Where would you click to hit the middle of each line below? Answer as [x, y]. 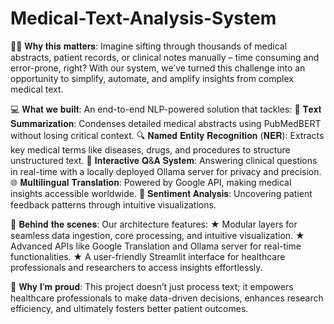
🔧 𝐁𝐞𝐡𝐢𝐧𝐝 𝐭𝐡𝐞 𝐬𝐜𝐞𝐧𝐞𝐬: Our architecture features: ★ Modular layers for [154, 224]
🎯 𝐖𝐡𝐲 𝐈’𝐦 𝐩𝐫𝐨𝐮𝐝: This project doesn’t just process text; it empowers [152, 286]
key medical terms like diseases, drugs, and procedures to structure [150, 149]
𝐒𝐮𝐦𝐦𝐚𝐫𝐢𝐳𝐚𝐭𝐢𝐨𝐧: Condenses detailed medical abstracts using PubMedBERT [166, 123]
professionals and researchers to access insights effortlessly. [136, 267]
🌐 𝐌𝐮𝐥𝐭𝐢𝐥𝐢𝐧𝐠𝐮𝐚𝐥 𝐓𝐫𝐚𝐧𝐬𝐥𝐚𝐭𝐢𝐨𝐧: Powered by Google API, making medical [151, 182]
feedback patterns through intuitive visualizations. [113, 204]
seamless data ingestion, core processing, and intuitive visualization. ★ [157, 235]
